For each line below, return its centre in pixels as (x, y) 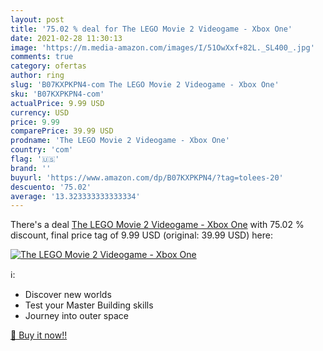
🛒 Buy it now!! (39, 335)
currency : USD (40, 112)
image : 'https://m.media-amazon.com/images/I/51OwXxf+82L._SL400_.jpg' (162, 47)
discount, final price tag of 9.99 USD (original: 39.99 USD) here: (141, 235)
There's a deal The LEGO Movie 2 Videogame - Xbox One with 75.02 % (157, 225)
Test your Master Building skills (89, 305)
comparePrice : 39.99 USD (62, 131)
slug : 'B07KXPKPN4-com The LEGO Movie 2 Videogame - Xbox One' (145, 85)
